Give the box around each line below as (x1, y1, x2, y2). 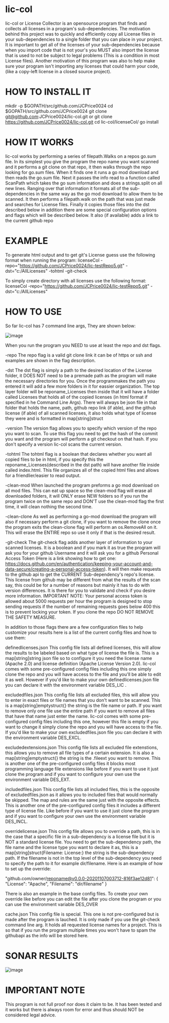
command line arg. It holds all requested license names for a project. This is (5, 922, 162, 928)
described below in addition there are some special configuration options (5, 207, 157, 213)
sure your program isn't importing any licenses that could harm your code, (5, 63, 159, 69)
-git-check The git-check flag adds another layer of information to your (5, 539, 153, 545)
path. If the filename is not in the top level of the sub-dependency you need (5, 855, 162, 861)
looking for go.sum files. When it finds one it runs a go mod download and (5, 169, 159, 175)
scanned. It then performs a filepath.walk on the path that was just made (5, 196, 156, 202)
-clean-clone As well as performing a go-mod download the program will (5, 513, 157, 519)
